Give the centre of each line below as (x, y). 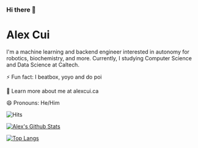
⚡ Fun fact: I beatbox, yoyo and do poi (54, 77)
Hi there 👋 (21, 10)
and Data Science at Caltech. (43, 65)
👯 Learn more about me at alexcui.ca (53, 91)
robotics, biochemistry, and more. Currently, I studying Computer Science (99, 58)
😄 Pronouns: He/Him (33, 102)
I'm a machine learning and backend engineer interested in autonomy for (98, 52)
